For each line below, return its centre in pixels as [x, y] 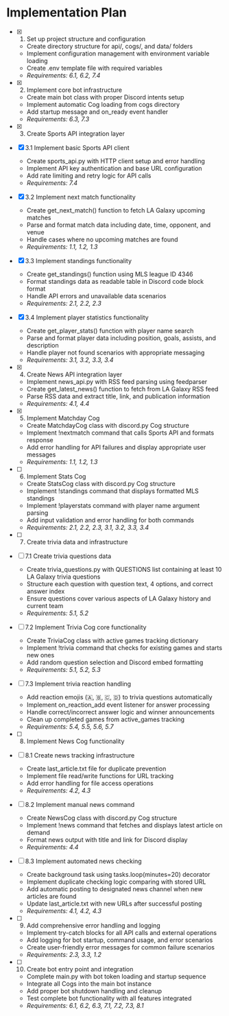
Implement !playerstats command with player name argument [113, 505]
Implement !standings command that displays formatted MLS [113, 491]
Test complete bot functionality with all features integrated [109, 998]
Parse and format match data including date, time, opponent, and [119, 225]
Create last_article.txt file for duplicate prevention [96, 769]
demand [38, 832]
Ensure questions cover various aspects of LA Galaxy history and [119, 598]
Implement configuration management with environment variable [118, 53]
